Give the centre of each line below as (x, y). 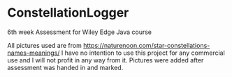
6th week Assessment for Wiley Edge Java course (80, 32)
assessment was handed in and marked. (65, 67)
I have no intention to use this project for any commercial (143, 53)
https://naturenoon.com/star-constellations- (146, 45)
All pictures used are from (44, 45)
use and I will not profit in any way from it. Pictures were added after (106, 60)
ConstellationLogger (68, 13)
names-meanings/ (34, 53)
